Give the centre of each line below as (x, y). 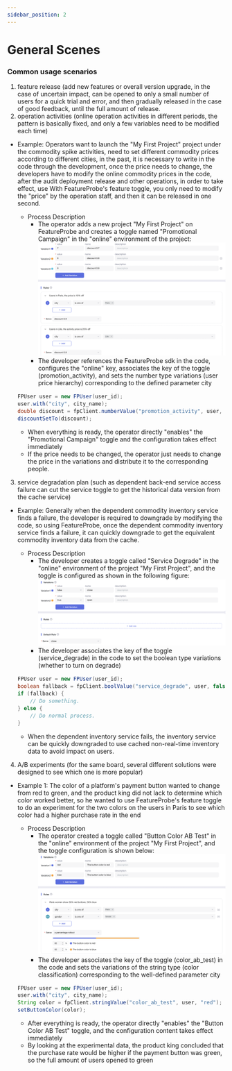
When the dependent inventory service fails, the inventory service (122, 736)
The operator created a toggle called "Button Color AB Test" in (127, 836)
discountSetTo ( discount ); (54, 419)
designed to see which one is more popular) (80, 772)
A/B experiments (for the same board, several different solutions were (117, 764)
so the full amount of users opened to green (90, 1060)
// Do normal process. (63, 716)
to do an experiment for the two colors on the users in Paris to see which (121, 807)
